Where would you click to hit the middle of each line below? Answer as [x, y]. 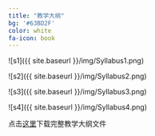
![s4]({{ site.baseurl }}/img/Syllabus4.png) [78, 107]
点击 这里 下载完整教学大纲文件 [57, 124]
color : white [30, 30]
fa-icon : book [32, 38]
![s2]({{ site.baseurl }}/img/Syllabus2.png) [77, 76]
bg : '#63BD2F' [32, 23]
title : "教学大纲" [37, 16]
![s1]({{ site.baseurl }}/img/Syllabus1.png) [76, 61]
